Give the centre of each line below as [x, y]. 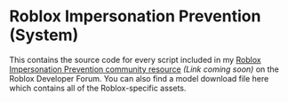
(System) [44, 35]
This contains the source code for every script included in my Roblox [135, 59]
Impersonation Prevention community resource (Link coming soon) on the [144, 69]
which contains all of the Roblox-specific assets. [98, 88]
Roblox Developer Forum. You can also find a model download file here [139, 78]
